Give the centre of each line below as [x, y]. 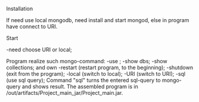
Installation [20, 9]
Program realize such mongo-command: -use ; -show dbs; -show [87, 61]
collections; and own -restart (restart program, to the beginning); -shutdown [100, 67]
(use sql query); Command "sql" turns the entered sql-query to [83, 80]
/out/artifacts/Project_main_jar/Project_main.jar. [65, 93]
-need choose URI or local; [39, 50]
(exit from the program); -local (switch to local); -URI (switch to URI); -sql [96, 74]
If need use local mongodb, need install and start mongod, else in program [98, 20]
